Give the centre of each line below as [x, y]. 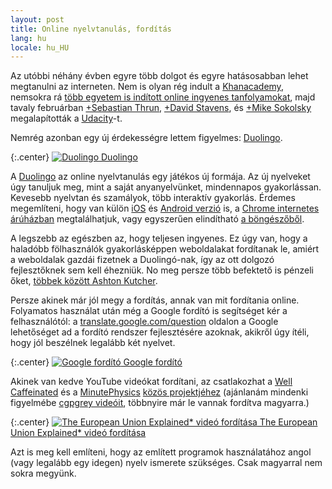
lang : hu [28, 38]
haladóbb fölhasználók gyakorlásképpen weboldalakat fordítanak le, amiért [165, 249]
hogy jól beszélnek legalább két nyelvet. [93, 343]
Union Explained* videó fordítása [78, 433]
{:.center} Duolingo [74, 157]
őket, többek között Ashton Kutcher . [84, 281]
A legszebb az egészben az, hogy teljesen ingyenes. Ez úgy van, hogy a [159, 238]
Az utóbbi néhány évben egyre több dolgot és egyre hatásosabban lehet [159, 76]
